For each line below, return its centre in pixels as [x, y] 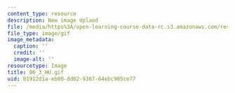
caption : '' [31, 46]
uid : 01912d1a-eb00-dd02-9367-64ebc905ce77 [72, 79]
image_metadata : [31, 40]
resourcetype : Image [37, 66]
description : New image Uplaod [53, 20]
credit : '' [29, 53]
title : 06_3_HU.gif [36, 72]
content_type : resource [42, 14]
